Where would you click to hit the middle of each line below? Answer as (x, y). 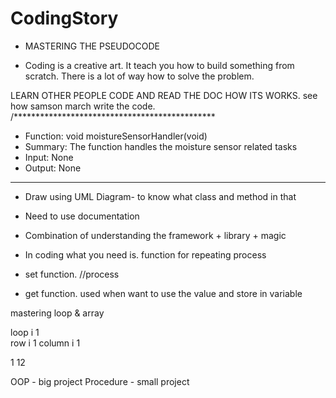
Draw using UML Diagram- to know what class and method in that (160, 196)
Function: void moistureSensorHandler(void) (116, 136)
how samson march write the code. (83, 106)
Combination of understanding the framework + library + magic (155, 235)
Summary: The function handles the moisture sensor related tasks (161, 146)
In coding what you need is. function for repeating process (145, 254)
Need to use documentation (82, 216)
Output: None (53, 168)
